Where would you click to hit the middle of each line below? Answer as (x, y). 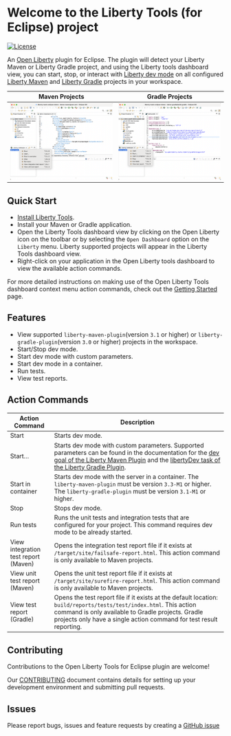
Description (137, 422)
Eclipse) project (53, 27)
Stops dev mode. (78, 508)
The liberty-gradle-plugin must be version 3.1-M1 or (130, 491)
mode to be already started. (93, 532)
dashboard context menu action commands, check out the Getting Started (112, 289)
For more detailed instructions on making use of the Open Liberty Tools (108, 282)
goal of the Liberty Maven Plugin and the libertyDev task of (137, 460)
